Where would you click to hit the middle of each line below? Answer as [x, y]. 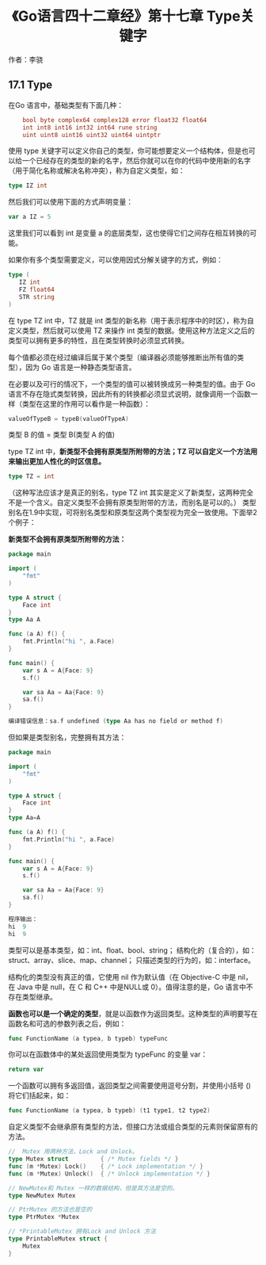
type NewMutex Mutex [42, 1195]
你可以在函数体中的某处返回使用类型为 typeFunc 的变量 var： [108, 1054]
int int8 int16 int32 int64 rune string [90, 128]
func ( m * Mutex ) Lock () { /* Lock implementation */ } [106, 1166]
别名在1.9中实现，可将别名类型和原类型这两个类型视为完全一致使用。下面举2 [133, 513]
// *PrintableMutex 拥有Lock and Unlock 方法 [82, 1232]
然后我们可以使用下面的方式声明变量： [70, 202]
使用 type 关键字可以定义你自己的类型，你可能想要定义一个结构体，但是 [125, 151]
